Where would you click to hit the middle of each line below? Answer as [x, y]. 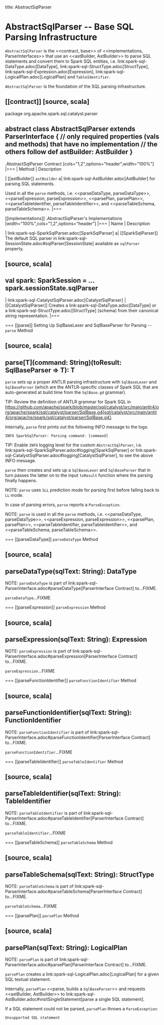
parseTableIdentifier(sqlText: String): [63, 793]
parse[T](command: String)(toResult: [63, 362]
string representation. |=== [32, 316]
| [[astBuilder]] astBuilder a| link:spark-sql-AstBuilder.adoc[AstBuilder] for [80, 178]
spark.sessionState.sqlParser [52, 288]
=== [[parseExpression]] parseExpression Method [56, 608]
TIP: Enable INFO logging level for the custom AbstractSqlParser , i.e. [74, 445]
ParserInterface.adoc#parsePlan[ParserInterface [54, 965]
